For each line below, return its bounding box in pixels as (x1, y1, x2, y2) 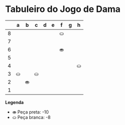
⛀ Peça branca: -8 (12, 114, 51, 120)
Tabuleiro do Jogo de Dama (5, 3, 121, 15)
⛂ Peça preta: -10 (12, 109, 49, 115)
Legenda (5, 99, 24, 105)
